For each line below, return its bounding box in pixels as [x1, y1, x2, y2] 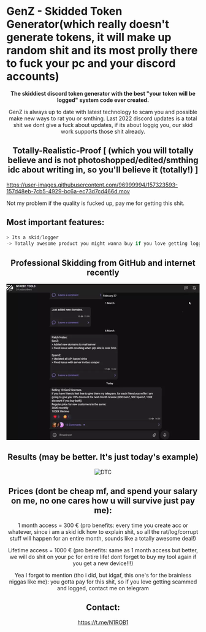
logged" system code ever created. [57, 96, 149, 104]
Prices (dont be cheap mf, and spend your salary [8, 486, 198, 496]
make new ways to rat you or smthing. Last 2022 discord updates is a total [9, 115, 197, 122]
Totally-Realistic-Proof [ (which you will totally [12, 145, 194, 156]
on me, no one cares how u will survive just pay [11, 496, 195, 506]
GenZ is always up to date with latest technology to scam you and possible [8, 108, 198, 115]
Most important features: [6, 217, 105, 228]
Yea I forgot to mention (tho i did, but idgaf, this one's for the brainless [14, 571, 192, 579]
